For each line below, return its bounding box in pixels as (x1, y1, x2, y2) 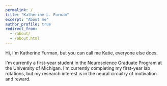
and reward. (5, 76, 31, 82)
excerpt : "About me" (5, 17, 49, 22)
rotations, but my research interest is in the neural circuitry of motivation (5, 70, 157, 76)
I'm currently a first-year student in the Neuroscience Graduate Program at (5, 60, 162, 66)
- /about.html (10, 36, 40, 41)
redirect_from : (5, 26, 38, 32)
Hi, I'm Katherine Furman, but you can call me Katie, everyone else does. (5, 49, 158, 56)
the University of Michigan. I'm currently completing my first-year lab (5, 65, 150, 71)
